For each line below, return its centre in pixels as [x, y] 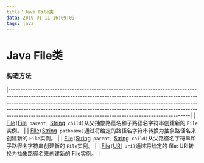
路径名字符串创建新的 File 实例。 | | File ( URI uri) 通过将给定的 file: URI [100, 146]
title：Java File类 [30, 12]
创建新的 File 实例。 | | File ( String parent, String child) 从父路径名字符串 [98, 138]
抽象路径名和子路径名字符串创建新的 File [146, 123]
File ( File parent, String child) [45, 123]
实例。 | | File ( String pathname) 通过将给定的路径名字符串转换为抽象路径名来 [101, 130]
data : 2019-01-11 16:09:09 [40, 18]
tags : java [20, 23]
